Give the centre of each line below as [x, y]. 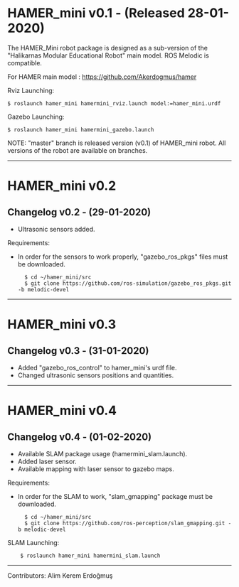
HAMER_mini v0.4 [62, 411]
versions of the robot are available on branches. [78, 150]
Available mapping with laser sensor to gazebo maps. [96, 469]
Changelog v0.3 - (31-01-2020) [78, 351]
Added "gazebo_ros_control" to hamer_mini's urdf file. [97, 367]
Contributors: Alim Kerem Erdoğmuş [60, 575]
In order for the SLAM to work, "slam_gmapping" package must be [115, 496]
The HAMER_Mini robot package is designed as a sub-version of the [108, 48]
